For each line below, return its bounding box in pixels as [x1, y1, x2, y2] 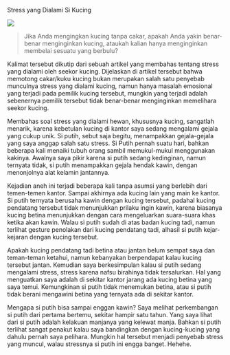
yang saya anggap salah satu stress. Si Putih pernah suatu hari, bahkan [7, 139, 209, 147]
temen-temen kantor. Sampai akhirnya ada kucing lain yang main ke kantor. [7, 189, 220, 197]
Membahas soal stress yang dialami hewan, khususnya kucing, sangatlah [7, 117, 215, 125]
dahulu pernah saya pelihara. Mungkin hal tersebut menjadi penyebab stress [7, 333, 224, 341]
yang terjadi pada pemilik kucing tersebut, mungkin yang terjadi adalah [7, 89, 208, 97]
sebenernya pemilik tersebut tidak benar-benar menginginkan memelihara [7, 96, 217, 105]
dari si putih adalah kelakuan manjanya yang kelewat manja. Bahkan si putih [7, 318, 222, 326]
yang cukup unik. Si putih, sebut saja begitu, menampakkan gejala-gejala [7, 132, 214, 140]
